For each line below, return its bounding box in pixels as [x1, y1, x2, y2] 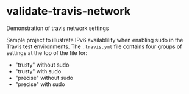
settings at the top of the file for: [6, 49, 87, 56]
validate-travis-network [6, 4, 131, 18]
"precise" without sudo [15, 74, 73, 81]
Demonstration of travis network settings [6, 24, 109, 32]
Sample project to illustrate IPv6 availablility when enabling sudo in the [6, 36, 184, 43]
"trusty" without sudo [15, 61, 70, 68]
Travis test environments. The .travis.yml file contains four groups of [6, 43, 182, 50]
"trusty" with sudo [15, 67, 62, 74]
